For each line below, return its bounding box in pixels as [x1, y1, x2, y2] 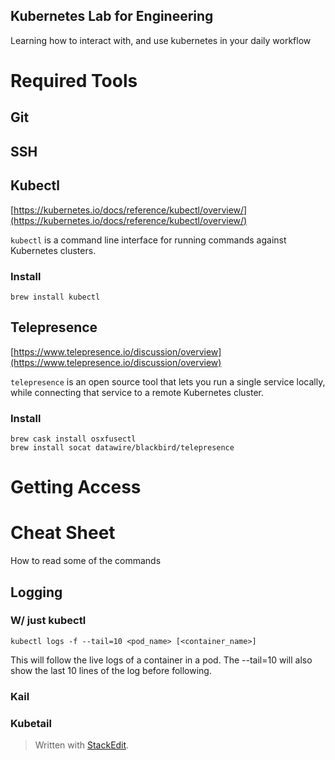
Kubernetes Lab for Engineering [10, 8, 214, 25]
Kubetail [10, 716, 52, 730]
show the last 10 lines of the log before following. [10, 664, 212, 676]
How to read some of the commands [10, 555, 162, 567]
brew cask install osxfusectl [10, 434, 137, 444]
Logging [10, 584, 63, 601]
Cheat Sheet [10, 522, 116, 544]
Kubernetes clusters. [10, 244, 97, 256]
